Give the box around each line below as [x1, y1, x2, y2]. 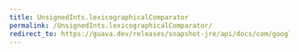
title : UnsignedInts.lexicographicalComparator [9, 12, 190, 22]
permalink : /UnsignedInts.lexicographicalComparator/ [9, 21, 214, 30]
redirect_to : [9, 29, 58, 38]
